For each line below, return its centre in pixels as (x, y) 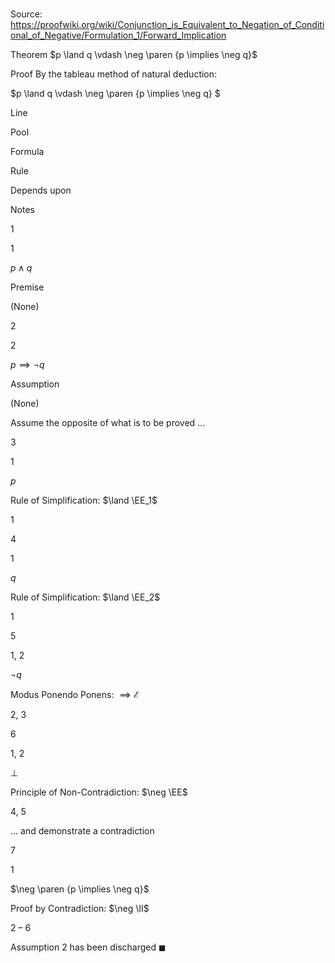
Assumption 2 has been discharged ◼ (88, 947)
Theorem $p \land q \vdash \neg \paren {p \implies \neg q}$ (134, 55)
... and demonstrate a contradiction (82, 831)
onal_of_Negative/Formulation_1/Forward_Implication (118, 35)
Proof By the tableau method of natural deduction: (114, 74)
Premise (27, 287)
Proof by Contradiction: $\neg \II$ (80, 909)
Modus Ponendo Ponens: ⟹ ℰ (75, 695)
